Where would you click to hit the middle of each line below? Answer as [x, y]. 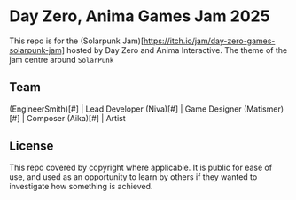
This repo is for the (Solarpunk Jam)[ [77, 41]
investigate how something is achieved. [81, 186]
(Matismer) [264, 109]
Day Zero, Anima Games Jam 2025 [140, 16]
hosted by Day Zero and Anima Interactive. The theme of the [177, 50]
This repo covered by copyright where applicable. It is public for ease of [141, 167]
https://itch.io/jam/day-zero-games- [209, 41]
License [31, 146]
